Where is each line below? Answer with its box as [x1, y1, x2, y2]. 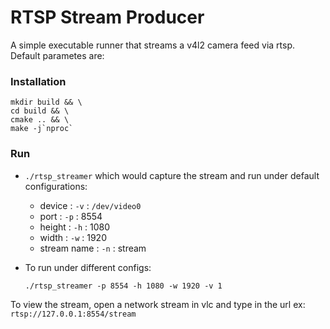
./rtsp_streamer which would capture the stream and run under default [24, 169, 320, 181]
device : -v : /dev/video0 [39, 199, 142, 211]
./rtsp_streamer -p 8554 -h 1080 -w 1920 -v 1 [24, 281, 223, 291]
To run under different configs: [24, 261, 152, 273]
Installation [10, 74, 67, 88]
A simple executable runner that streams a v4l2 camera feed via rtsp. [10, 39, 296, 51]
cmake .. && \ [10, 115, 70, 125]
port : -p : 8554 [39, 210, 103, 222]
